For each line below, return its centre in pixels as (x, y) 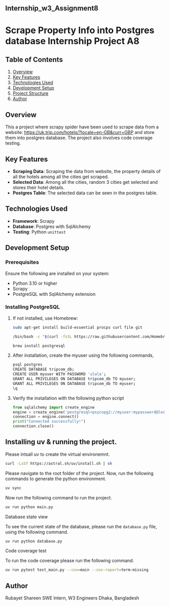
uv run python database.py (34, 541)
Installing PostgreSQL (32, 307)
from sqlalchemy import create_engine (54, 407)
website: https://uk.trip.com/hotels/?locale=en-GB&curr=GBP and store (80, 132)
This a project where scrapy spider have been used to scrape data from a (82, 127)
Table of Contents (34, 60)
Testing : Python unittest (39, 232)
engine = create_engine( (39, 412)
